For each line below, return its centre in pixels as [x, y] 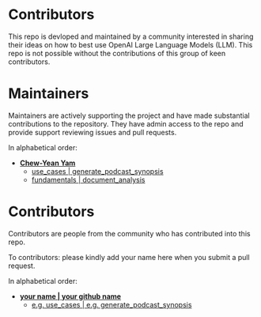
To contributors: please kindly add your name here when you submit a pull [129, 257]
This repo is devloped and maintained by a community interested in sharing [131, 36]
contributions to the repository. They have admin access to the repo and [126, 123]
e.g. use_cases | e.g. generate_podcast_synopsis [112, 304]
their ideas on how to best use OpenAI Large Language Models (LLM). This [130, 44]
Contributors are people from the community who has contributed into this [129, 233]
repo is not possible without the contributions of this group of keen [117, 53]
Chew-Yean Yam [47, 163]
